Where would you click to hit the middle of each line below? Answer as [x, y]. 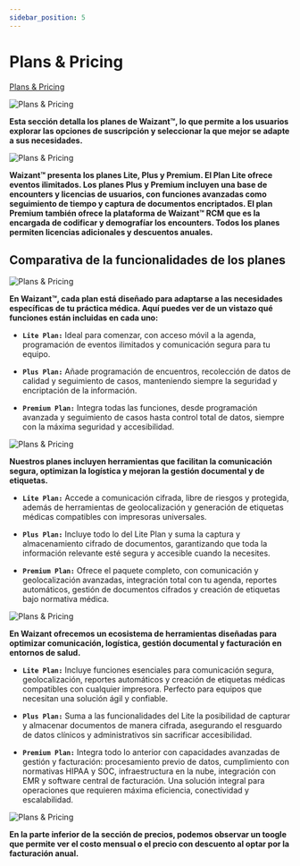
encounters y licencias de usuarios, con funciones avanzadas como [138, 194]
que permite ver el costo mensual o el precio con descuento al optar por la [150, 844]
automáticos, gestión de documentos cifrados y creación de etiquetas [151, 590]
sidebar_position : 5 [48, 17]
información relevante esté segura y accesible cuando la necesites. [146, 553]
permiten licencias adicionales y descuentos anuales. [111, 232]
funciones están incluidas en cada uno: [84, 318]
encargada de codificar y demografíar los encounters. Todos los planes [145, 222]
